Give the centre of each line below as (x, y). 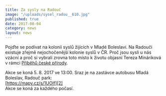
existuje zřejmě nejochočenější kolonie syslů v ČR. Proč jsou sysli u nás (78, 52)
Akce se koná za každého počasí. (40, 88)
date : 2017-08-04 (23, 24)
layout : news (19, 33)
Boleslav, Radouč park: (29, 78)
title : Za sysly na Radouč (33, 10)
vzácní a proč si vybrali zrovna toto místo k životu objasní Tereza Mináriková (83, 57)
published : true (22, 19)
